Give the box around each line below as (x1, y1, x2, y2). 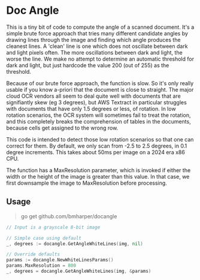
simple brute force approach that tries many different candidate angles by (6, 29, 189, 37)
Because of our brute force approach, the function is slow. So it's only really (6, 79, 194, 87)
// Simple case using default (6, 235, 82, 241)
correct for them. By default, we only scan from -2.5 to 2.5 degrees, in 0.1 (6, 142, 187, 149)
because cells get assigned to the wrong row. (6, 124, 119, 131)
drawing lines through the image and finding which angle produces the (6, 36, 181, 43)
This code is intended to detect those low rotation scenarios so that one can (6, 136, 194, 143)
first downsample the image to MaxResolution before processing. (6, 179, 168, 186)
